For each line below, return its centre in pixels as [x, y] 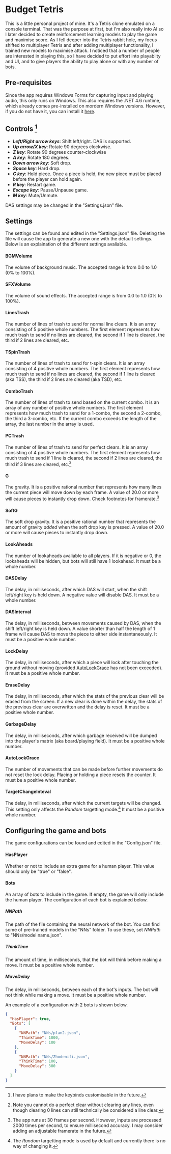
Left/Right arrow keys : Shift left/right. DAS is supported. [72, 141]
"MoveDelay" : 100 [37, 1042]
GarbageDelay [21, 724]
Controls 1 [21, 128]
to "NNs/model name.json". [34, 935]
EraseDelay [18, 685]
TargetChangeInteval [28, 792]
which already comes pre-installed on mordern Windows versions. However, [85, 106]
